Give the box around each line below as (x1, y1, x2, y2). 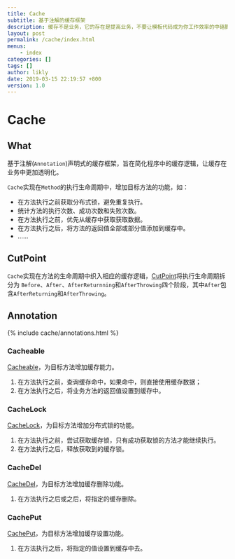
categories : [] (7, 56, 52, 63)
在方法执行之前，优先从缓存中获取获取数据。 (17, 215, 147, 224)
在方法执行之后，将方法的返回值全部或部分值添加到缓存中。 (17, 224, 190, 233)
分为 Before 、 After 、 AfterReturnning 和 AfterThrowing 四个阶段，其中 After (7, 281, 220, 289)
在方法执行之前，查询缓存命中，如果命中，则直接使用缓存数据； (17, 378, 201, 386)
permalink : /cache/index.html (7, 36, 96, 43)
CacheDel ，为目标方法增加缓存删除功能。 (7, 479, 128, 488)
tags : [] (7, 62, 33, 69)
